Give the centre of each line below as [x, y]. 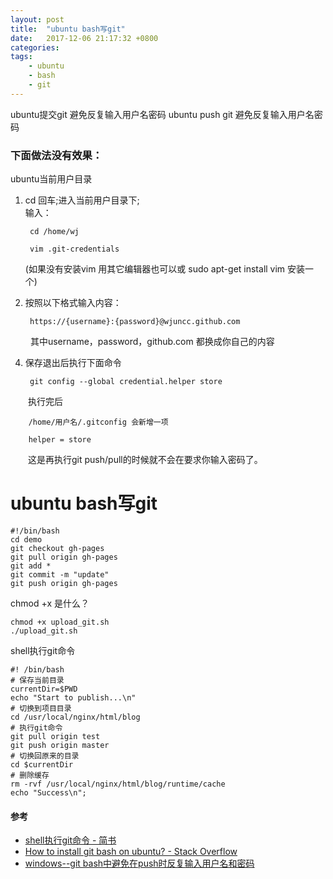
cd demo [26, 539]
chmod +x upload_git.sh [60, 622]
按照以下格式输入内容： [73, 303]
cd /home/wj [54, 232]
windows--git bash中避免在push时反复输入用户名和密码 [139, 863]
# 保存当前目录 [37, 680]
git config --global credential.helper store [126, 382]
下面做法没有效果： [56, 155]
